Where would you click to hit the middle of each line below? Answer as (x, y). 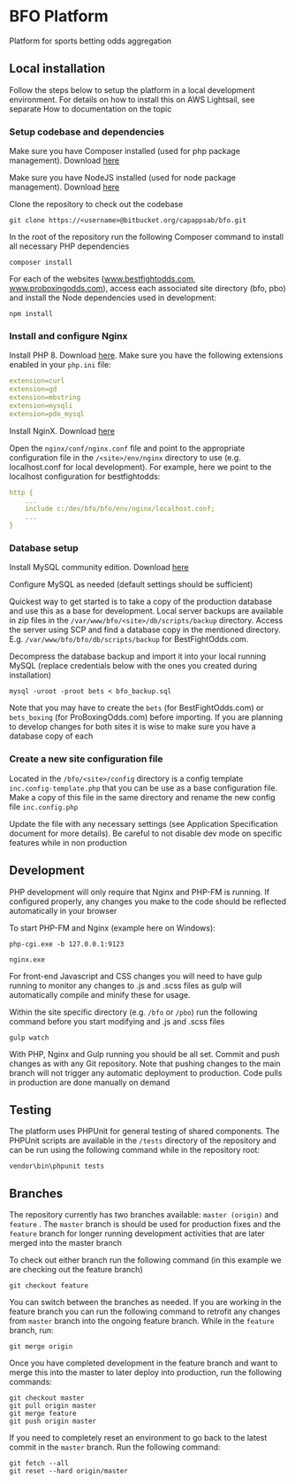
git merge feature (43, 1414)
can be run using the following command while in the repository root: (135, 1150)
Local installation (57, 69)
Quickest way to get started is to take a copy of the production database (141, 602)
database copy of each (51, 736)
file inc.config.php (44, 807)
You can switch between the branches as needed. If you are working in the (145, 1302)
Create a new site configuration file (86, 759)
